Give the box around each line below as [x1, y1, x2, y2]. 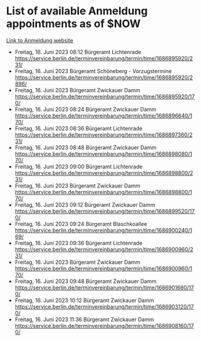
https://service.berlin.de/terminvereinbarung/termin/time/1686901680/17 [14, 283, 194, 291]
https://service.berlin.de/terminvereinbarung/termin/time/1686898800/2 [14, 169, 193, 176]
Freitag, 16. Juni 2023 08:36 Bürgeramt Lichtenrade [14, 125, 142, 132]
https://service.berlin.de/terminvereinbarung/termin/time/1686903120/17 [14, 303, 194, 310]
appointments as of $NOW [6, 17, 141, 31]
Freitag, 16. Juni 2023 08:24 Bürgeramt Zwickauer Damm [14, 105, 157, 113]
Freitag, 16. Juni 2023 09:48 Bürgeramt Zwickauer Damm [14, 277, 157, 285]
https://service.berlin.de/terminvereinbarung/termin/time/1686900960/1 [14, 265, 193, 272]
